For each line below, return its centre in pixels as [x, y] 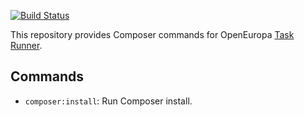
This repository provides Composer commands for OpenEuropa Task [152, 34]
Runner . [26, 45]
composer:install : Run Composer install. [108, 101]
